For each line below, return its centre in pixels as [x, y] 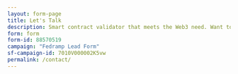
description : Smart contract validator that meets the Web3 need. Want [115, 27]
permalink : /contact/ [39, 60]
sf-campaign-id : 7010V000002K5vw [57, 54]
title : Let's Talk [34, 20]
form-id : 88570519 [34, 40]
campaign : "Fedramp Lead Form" [53, 47]
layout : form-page [34, 14]
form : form [23, 33]
